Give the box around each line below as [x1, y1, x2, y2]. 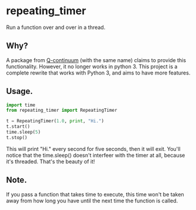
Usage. [6, 86, 34, 96]
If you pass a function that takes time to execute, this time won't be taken [6, 190, 184, 198]
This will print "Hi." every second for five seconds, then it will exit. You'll [6, 145, 181, 152]
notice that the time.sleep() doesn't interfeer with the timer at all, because [6, 151, 185, 159]
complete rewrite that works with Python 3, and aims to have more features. [6, 69, 191, 76]
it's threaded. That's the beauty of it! [6, 158, 96, 165]
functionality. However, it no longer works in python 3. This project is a [6, 63, 178, 70]
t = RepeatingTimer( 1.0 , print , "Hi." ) [6, 118, 104, 124]
